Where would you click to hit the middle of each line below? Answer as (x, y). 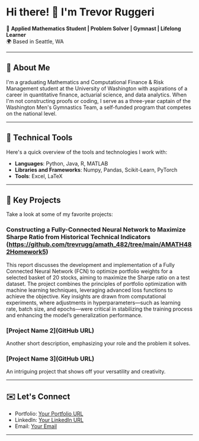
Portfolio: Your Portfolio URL (49, 414)
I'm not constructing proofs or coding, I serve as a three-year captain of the (98, 101)
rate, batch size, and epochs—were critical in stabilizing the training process (99, 309)
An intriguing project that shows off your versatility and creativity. (86, 372)
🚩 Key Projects (33, 200)
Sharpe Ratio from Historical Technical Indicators (78, 237)
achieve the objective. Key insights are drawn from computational (86, 296)
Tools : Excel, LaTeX (39, 176)
